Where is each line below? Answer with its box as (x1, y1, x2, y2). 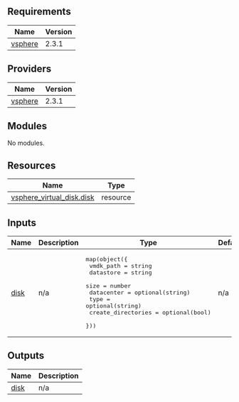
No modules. (7, 138, 45, 148)
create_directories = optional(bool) (88, 309, 211, 317)
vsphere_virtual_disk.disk (11, 192, 95, 202)
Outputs (7, 349, 45, 362)
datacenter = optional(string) (88, 289, 191, 297)
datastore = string (88, 269, 152, 276)
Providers (7, 63, 52, 75)
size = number (85, 282, 132, 290)
